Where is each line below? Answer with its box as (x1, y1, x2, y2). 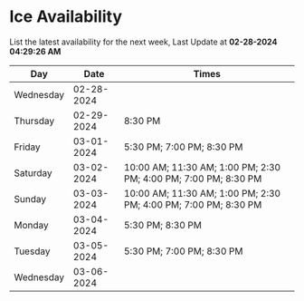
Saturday (14, 166, 52, 179)
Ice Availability (9, 6, 122, 27)
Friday (14, 141, 41, 153)
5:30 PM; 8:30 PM (123, 218, 202, 231)
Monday (14, 218, 50, 231)
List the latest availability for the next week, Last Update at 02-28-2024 (9, 36, 278, 47)
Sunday (14, 192, 47, 205)
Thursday (14, 114, 55, 127)
